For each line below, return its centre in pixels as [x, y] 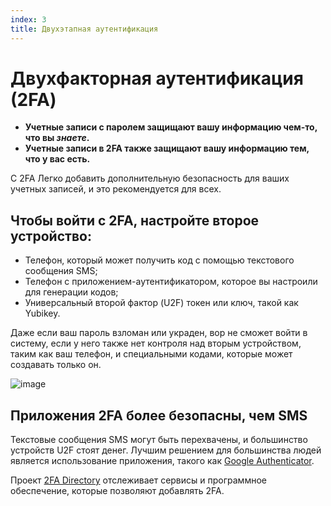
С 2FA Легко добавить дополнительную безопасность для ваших [150, 178]
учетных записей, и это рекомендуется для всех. [116, 189]
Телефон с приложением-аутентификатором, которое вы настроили [171, 282]
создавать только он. [56, 365]
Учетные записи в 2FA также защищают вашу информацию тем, [167, 148]
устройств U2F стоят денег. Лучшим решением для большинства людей [166, 450]
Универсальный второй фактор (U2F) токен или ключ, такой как [161, 303]
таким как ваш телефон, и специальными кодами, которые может [151, 354]
